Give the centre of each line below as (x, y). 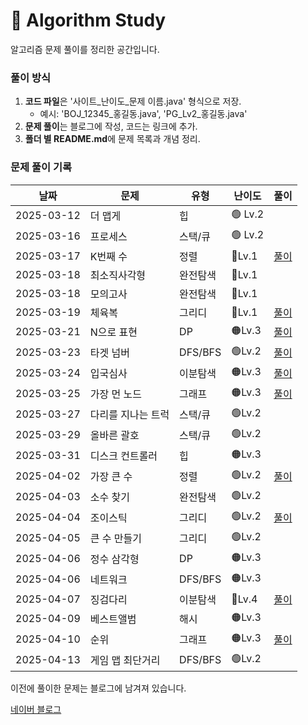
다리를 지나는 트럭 (129, 415)
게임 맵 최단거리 (125, 661)
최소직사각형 (118, 275)
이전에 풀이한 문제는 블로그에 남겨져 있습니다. (98, 688)
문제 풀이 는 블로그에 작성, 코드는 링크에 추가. (111, 126)
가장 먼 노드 (115, 394)
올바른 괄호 (114, 436)
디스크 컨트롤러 (123, 456)
